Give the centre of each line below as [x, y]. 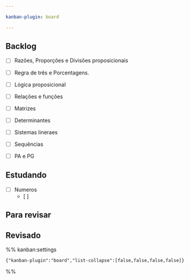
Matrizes [25, 108]
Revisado [23, 235]
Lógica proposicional [40, 85]
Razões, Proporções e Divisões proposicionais [71, 61]
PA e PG [24, 156]
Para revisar [28, 215]
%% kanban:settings [31, 250]
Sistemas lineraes [36, 132]
